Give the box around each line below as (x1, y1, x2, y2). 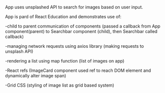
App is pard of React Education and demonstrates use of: (5, 14, 122, 19)
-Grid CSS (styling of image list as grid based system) (5, 82, 114, 88)
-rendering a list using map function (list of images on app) (5, 58, 125, 63)
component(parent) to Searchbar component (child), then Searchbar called (5, 29, 158, 34)
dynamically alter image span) (5, 73, 66, 78)
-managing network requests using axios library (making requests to (5, 43, 144, 49)
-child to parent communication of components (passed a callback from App (5, 23, 161, 29)
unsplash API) (5, 49, 33, 54)
